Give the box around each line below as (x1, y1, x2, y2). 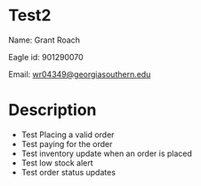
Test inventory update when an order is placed (20, 148, 193, 159)
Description (8, 100, 97, 120)
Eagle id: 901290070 (8, 51, 84, 62)
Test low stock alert (20, 157, 94, 168)
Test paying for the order (20, 138, 113, 149)
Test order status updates (20, 167, 117, 177)
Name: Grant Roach (8, 35, 81, 45)
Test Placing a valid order (20, 129, 115, 140)
